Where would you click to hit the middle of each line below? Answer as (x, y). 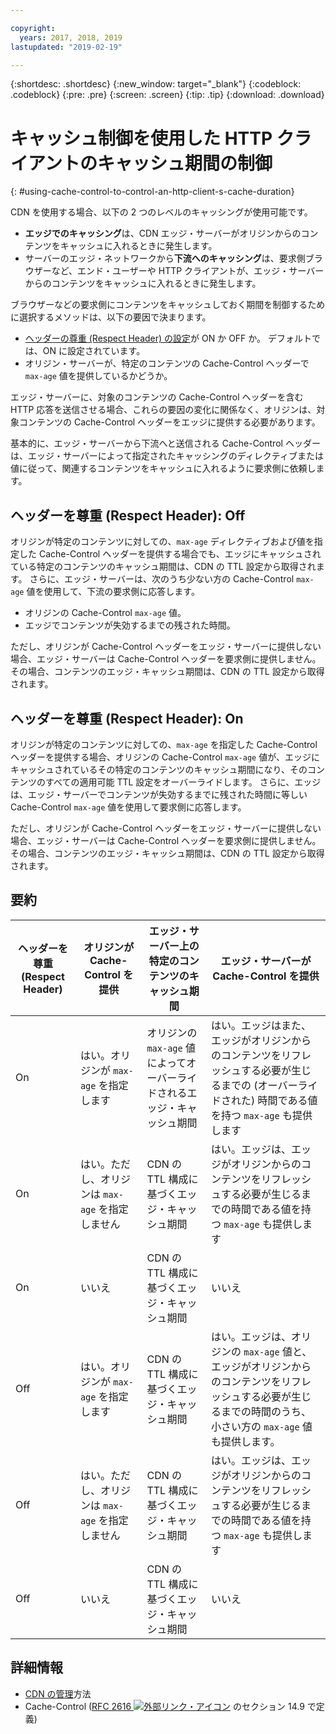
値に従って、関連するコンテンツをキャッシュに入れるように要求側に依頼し (163, 468)
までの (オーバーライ (269, 1085)
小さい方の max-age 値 (262, 1426)
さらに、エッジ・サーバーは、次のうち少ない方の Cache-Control (162, 579)
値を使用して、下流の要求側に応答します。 (113, 592)
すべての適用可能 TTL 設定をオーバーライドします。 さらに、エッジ (183, 782)
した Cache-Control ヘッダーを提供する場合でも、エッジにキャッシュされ (170, 554)
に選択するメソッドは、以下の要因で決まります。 (111, 317)
